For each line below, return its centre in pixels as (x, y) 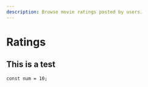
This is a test (31, 64)
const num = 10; (27, 78)
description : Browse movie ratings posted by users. (75, 12)
